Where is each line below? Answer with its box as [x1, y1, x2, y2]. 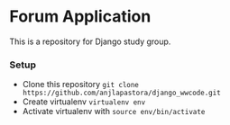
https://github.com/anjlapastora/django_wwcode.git [22, 88, 221, 98]
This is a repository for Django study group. [9, 36, 171, 47]
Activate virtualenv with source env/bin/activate [22, 106, 206, 117]
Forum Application [9, 6, 152, 27]
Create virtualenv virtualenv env [22, 96, 146, 107]
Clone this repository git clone [22, 79, 140, 90]
